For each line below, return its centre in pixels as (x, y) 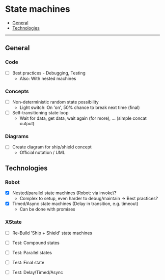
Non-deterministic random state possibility (55, 102)
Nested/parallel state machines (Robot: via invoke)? (64, 193)
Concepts (17, 91)
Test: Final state (28, 262)
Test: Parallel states (32, 252)
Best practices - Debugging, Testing (49, 73)
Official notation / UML (42, 153)
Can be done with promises (47, 209)
